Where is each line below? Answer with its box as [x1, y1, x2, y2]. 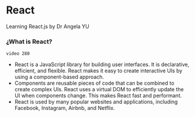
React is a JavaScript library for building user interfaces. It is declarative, [14, 61, 190, 68]
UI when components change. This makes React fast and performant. [14, 92, 182, 99]
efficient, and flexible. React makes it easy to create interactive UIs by [14, 67, 183, 74]
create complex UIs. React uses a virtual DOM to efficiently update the [14, 86, 184, 93]
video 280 [6, 51, 30, 57]
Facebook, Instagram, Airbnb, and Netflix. [14, 105, 115, 112]
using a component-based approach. [14, 74, 104, 81]
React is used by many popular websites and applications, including [14, 98, 178, 105]
